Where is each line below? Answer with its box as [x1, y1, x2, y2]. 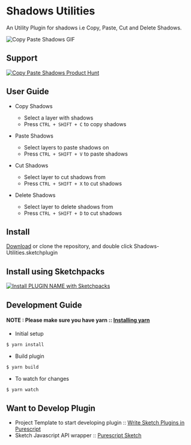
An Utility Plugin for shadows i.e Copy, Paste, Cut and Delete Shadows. [6, 24, 182, 31]
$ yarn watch [6, 386, 39, 393]
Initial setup [14, 330, 44, 337]
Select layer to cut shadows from [23, 173, 106, 181]
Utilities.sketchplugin [6, 249, 58, 256]
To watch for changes [14, 375, 69, 382]
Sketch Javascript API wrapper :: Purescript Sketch [14, 432, 142, 439]
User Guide [6, 86, 49, 97]
